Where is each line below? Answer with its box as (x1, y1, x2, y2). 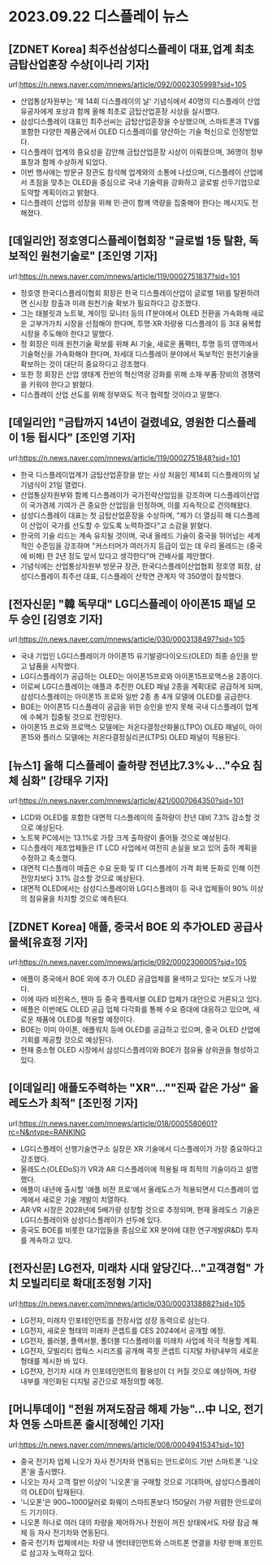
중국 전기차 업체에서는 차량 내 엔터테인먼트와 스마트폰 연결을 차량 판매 (19, 1537, 242, 1547)
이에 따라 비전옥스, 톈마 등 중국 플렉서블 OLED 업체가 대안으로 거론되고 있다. (19, 994, 262, 1004)
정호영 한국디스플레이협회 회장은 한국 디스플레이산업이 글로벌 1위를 (19, 287, 232, 297)
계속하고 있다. (28, 1235, 73, 1245)
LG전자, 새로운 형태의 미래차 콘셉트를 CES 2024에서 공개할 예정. (19, 1325, 226, 1335)
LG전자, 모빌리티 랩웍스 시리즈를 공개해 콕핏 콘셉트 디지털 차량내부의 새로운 (19, 1346, 260, 1355)
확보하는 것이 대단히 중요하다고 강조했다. (19, 359, 149, 369)
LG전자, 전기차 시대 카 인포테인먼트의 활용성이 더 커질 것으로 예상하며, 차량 (19, 1366, 257, 1376)
